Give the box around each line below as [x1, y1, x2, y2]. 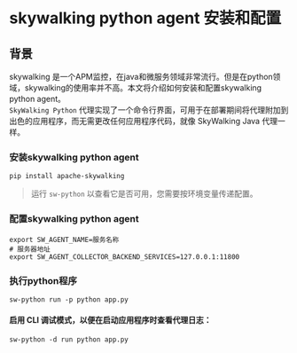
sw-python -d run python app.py [9, 335, 129, 344]
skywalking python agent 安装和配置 [9, 8, 282, 28]
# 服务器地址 [9, 245, 51, 254]
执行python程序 [9, 274, 78, 286]
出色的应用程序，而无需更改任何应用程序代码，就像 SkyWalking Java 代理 [9, 116, 277, 126]
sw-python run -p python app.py [9, 294, 129, 304]
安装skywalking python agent [9, 151, 139, 163]
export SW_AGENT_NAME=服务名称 [9, 235, 120, 244]
